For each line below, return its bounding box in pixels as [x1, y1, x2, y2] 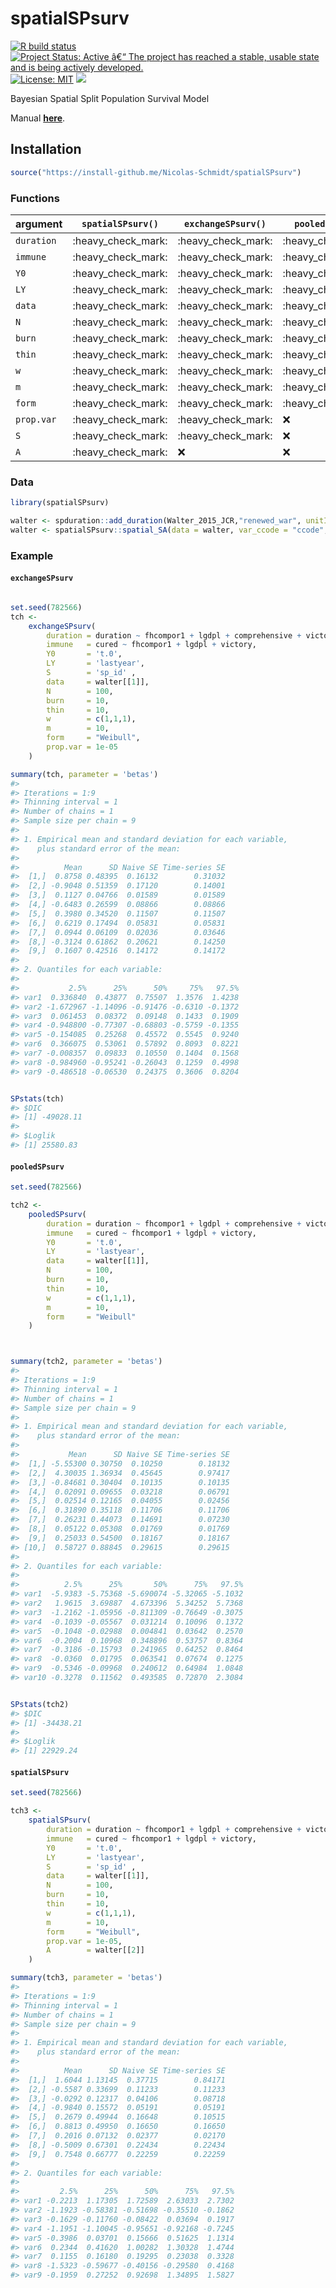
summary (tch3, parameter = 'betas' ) [10, 1973, 163, 1983]
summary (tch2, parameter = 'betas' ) [10, 1357, 163, 1367]
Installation [10, 141, 82, 158]
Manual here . [10, 112, 66, 124]
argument [15, 217, 63, 231]
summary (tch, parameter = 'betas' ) [10, 769, 159, 779]
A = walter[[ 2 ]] [46, 1945, 145, 1956]
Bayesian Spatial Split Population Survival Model [10, 92, 210, 104]
